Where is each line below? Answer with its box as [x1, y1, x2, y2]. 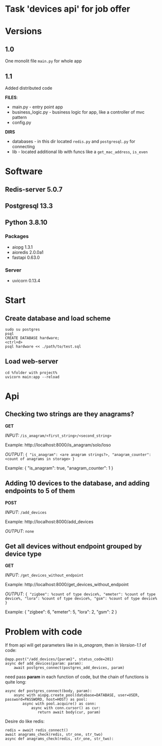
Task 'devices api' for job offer [5, 3, 130, 15]
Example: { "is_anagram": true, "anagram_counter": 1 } [5, 465, 113, 471]
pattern [12, 115, 27, 120]
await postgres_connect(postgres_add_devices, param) [14, 666, 125, 670]
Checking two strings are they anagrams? [5, 410, 134, 418]
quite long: [5, 679, 27, 685]
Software [5, 166, 43, 177]
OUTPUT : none [5, 528, 34, 534]
